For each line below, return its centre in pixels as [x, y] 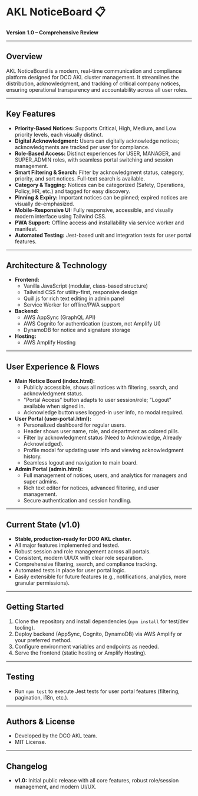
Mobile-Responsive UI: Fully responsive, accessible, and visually [94, 210]
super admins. [41, 482]
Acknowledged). [43, 444]
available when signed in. [54, 406]
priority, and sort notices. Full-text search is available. [80, 178]
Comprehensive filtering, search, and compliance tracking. [86, 564]
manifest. [26, 228]
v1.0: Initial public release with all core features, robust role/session [97, 781]
